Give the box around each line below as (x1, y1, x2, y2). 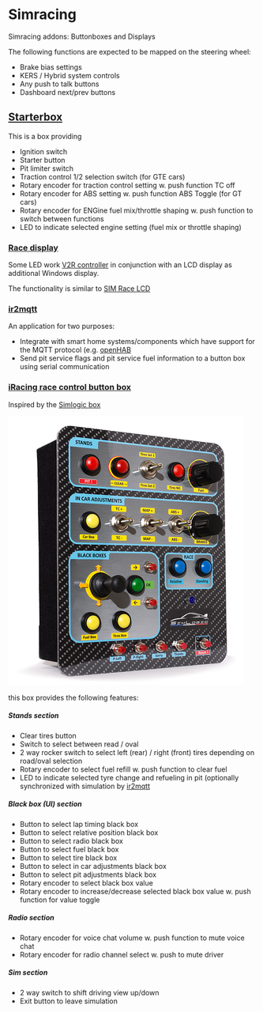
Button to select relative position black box (19, 828, 159, 837)
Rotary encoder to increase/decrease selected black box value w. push (19, 886, 251, 896)
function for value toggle (19, 895, 100, 904)
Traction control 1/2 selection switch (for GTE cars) (19, 172, 186, 181)
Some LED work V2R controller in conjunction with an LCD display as (8, 260, 233, 270)
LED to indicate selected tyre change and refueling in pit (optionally (19, 772, 239, 782)
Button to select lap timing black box (19, 819, 139, 829)
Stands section (8, 711, 59, 720)
